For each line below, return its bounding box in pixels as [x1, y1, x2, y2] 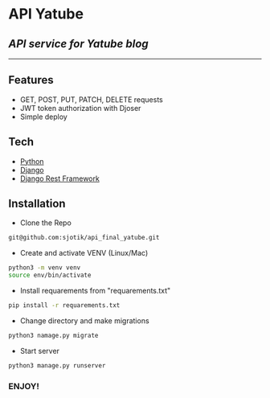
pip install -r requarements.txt [8, 302, 121, 310]
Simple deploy [19, 112, 68, 121]
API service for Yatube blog [8, 37, 149, 51]
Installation [8, 197, 66, 211]
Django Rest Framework [19, 174, 100, 183]
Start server [19, 346, 60, 355]
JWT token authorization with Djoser [19, 103, 141, 113]
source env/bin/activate [8, 271, 92, 280]
